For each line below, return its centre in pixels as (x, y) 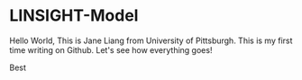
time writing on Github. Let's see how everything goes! (111, 49)
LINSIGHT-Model (74, 16)
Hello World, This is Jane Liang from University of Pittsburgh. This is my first (151, 40)
